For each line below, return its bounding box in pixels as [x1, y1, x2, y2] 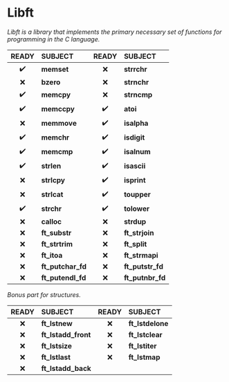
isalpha [123, 119, 149, 128]
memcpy [41, 90, 71, 99]
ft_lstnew [41, 318, 73, 328]
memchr [41, 133, 70, 142]
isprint [123, 175, 146, 185]
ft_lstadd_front [41, 330, 91, 339]
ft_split [123, 239, 147, 249]
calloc [41, 216, 62, 226]
